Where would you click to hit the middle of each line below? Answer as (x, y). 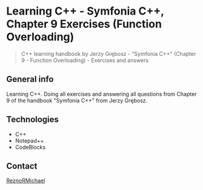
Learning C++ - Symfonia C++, (85, 11)
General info (30, 79)
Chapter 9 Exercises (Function (84, 24)
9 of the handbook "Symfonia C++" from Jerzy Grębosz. (77, 100)
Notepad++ (29, 140)
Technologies (33, 120)
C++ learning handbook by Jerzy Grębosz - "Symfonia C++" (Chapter (108, 53)
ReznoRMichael (26, 181)
